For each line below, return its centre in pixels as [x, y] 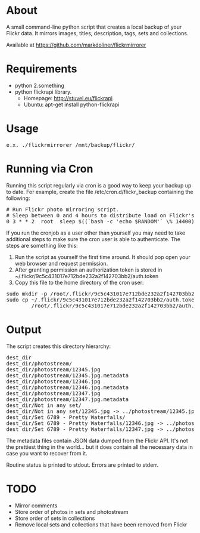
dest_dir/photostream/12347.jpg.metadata [68, 399]
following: [18, 198]
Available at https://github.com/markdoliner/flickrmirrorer [76, 45]
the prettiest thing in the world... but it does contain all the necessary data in [100, 447]
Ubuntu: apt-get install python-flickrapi [71, 104]
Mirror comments [36, 506]
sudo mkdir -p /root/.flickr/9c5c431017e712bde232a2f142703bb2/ [102, 294]
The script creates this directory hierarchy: [59, 346]
